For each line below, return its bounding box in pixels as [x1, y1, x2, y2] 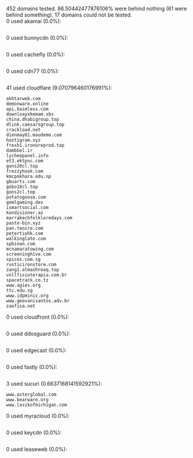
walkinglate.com [6, 236, 46, 242]
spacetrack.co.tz [6, 277, 49, 283]
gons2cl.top [6, 189, 35, 195]
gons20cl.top [6, 163, 38, 169]
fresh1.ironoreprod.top [6, 142, 65, 148]
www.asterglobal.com [6, 392, 57, 398]
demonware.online [6, 101, 49, 107]
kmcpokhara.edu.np [6, 174, 51, 180]
